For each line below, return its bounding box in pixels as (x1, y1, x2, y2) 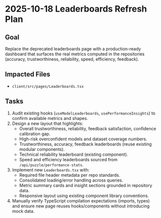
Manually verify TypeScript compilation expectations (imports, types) (12, 198, 150, 203)
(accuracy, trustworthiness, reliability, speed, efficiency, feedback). (5, 56, 139, 62)
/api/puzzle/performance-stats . (19, 162, 84, 168)
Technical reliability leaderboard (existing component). (19, 151, 128, 157)
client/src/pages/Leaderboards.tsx (12, 84, 84, 89)
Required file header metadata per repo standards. (19, 172, 120, 178)
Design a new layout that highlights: (12, 120, 84, 126)
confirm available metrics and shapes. (12, 115, 88, 121)
